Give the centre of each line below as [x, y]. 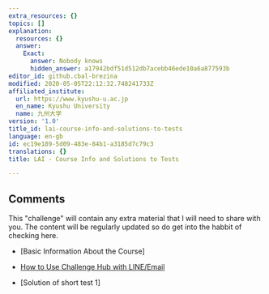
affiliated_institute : [47, 91]
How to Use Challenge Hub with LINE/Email [92, 267]
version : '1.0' [34, 121]
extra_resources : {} [43, 16]
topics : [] [27, 23]
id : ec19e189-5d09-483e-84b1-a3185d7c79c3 [81, 144]
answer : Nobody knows [66, 62]
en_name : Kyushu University [63, 106]
